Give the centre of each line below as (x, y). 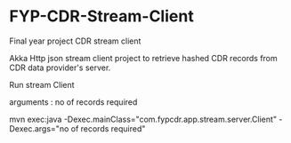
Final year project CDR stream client (75, 41)
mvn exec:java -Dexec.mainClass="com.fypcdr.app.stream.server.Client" (143, 119)
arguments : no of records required (73, 102)
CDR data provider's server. (60, 68)
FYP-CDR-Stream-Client (101, 16)
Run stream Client (42, 84)
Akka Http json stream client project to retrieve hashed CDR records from (143, 58)
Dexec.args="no (39, 128)
